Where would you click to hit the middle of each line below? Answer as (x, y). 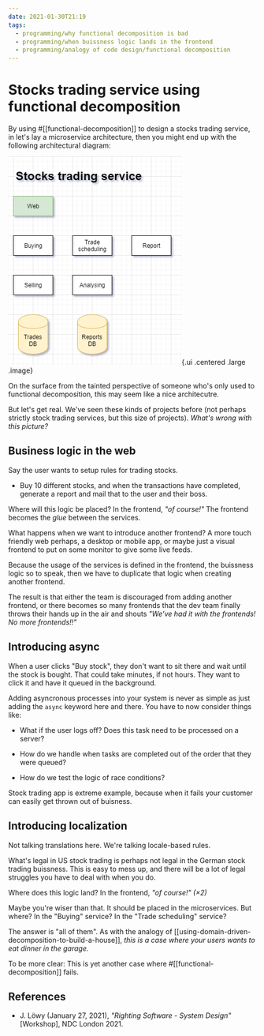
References (37, 996)
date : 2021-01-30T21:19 (47, 17)
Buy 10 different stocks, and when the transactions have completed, (130, 485)
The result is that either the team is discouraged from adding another (120, 597)
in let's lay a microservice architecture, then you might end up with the (123, 137)
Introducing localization (68, 826)
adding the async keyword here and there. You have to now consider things (130, 706)
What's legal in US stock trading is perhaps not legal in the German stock (127, 860)
